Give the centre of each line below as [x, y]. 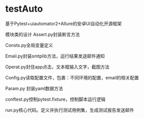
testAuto [24, 9]
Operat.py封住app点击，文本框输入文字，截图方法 [58, 67]
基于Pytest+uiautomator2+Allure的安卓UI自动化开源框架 [63, 23]
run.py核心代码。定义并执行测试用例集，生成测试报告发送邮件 [70, 110]
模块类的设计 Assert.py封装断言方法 [43, 34]
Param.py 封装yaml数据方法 [34, 88]
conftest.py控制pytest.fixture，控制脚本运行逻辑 [55, 99]
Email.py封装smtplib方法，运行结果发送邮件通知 [55, 56]
